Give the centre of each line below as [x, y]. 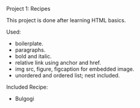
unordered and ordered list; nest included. [67, 75]
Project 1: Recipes [28, 9]
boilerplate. [29, 43]
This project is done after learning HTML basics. [66, 20]
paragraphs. [30, 50]
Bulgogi [24, 99]
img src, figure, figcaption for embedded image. [75, 69]
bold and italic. [33, 56]
